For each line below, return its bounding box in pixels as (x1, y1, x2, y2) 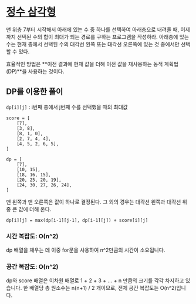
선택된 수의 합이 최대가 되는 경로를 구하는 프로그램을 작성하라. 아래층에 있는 (16, 33, 190, 40)
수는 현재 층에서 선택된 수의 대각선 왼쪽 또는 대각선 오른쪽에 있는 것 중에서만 (6, 41, 180, 48)
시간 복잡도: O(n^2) (6, 232, 59, 240)
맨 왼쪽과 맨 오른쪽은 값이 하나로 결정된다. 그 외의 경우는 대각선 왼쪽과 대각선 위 (6, 198, 188, 205)
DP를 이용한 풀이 (6, 86, 63, 97)
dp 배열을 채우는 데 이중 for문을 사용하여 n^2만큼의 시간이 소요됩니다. (6, 246, 165, 253)
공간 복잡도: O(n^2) (6, 262, 59, 270)
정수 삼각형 (6, 5, 56, 19)
